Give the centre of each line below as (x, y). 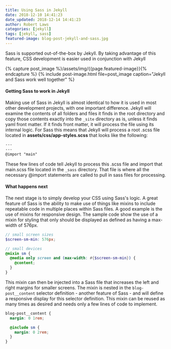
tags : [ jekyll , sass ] (28, 34)
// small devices (24, 249)
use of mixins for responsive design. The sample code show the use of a (82, 214)
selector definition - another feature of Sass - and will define (100, 293)
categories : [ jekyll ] (28, 29)
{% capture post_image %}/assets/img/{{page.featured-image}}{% (76, 68)
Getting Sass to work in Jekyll (38, 91)
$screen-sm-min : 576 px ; (31, 239)
